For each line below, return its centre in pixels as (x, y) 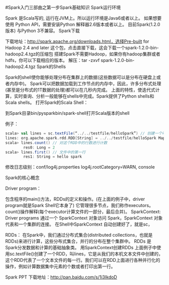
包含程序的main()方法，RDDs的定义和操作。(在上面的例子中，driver (75, 199)
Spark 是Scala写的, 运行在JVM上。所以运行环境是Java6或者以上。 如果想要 (83, 18)
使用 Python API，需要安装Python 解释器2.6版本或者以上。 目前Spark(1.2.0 (83, 24)
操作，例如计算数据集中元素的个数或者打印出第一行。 (60, 266)
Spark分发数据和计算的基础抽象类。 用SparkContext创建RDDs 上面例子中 (81, 248)
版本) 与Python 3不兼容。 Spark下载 (43, 31)
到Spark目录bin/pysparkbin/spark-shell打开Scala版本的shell (67, 113)
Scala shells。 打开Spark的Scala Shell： (47, 102)
